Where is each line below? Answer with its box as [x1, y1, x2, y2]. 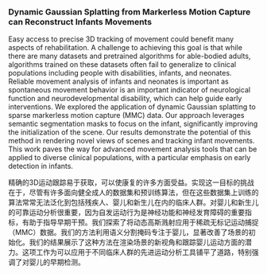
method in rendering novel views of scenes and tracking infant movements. [8, 136, 256, 146]
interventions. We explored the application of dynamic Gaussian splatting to [8, 102, 256, 112]
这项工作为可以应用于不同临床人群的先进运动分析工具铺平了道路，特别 [21, 248, 252, 257]
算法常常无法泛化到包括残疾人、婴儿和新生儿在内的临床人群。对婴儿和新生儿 [8, 198, 259, 207]
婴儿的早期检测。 [29, 257, 85, 267]
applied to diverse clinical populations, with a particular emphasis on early [8, 153, 251, 162]
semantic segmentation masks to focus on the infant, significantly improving [8, 119, 258, 129]
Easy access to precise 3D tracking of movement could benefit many [8, 34, 234, 44]
